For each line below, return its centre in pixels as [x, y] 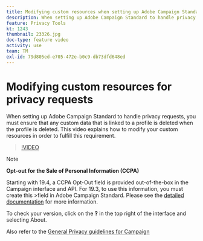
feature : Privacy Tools [36, 23]
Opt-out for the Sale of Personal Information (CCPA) [73, 170]
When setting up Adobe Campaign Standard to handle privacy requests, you [101, 116]
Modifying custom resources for [89, 87]
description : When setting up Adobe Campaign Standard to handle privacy [101, 18]
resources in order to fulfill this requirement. [61, 135]
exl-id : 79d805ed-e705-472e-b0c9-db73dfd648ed [66, 57]
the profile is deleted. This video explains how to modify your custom [92, 129]
